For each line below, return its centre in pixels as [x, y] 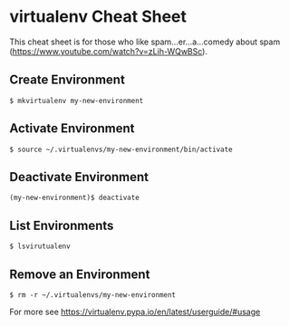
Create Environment [67, 80]
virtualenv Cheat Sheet [98, 17]
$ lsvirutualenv [40, 246]
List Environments [62, 225]
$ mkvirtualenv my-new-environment [77, 101]
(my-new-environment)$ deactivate [75, 198]
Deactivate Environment [79, 177]
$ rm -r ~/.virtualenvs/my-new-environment [93, 295]
